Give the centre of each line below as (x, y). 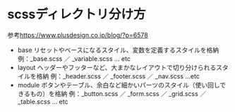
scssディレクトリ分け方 (77, 14)
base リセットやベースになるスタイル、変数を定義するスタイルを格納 (118, 50)
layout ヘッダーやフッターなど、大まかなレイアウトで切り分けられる (117, 67)
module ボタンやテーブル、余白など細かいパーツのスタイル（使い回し (119, 85)
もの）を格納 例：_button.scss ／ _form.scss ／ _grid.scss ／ (118, 93)
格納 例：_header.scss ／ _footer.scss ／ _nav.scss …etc (118, 76)
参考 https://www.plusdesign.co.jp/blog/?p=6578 (78, 35)
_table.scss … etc (43, 101)
